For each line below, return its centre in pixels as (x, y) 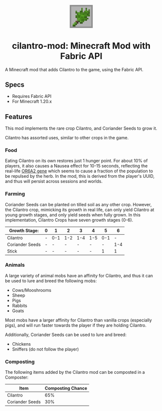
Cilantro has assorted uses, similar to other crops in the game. (67, 138)
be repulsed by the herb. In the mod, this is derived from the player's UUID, (80, 176)
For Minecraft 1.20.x (32, 102)
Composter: (17, 378)
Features (19, 116)
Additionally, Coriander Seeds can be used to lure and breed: (66, 335)
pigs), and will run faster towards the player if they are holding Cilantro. (76, 325)
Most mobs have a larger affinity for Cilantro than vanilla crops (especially (79, 320)
